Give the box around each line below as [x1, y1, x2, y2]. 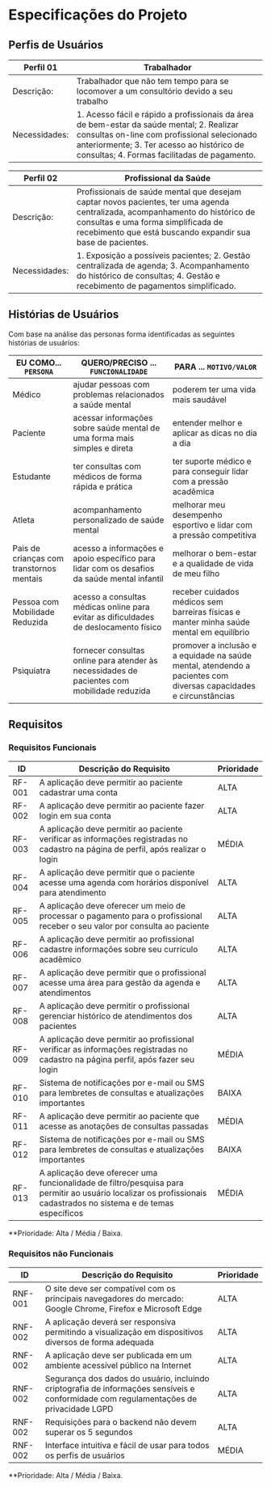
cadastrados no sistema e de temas [39, 1197, 174, 1209]
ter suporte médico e [172, 455, 252, 467]
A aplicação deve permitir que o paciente [39, 866, 195, 878]
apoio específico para [73, 553, 156, 564]
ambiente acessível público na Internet [44, 1359, 192, 1370]
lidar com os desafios [73, 562, 155, 574]
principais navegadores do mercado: [44, 1293, 184, 1304]
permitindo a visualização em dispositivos [44, 1326, 204, 1337]
